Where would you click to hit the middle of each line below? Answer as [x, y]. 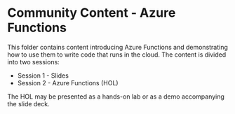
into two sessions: [33, 62]
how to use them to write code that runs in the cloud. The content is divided [117, 55]
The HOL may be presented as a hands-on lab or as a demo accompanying [116, 97]
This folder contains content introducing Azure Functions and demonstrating [117, 47]
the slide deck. [29, 104]
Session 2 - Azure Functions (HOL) [68, 83]
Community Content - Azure [92, 13]
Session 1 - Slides [43, 76]
